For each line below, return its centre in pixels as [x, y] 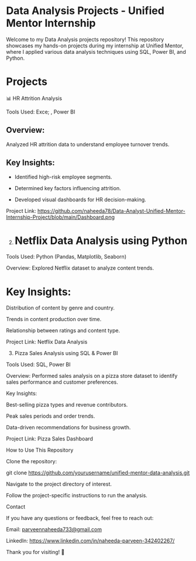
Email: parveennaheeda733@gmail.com [54, 529]
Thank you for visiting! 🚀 [35, 552]
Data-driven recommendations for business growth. [68, 428]
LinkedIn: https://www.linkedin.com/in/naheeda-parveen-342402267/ [90, 541]
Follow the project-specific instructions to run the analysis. [77, 495]
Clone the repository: [32, 462]
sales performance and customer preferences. [62, 382]
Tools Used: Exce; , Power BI [41, 112]
